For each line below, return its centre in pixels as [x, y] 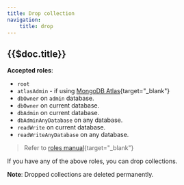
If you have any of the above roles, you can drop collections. [92, 161]
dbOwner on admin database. [55, 98]
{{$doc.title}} [37, 54]
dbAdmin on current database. [58, 113]
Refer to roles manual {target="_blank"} [79, 148]
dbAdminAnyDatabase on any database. [70, 120]
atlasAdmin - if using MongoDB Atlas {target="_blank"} [93, 91]
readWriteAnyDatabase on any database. [73, 135]
